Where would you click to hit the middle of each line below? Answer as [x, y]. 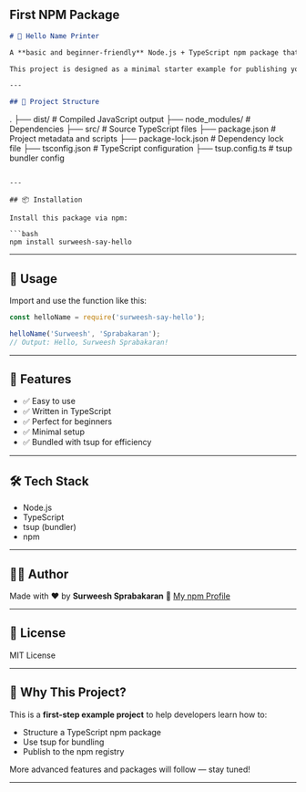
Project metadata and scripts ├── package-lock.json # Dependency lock [147, 139]
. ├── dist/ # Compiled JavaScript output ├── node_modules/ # [130, 120]
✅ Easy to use [49, 401]
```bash [24, 234]
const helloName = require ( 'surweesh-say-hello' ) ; [107, 318]
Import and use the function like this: [78, 301]
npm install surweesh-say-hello [71, 242]
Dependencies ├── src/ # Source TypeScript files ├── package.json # [143, 129]
